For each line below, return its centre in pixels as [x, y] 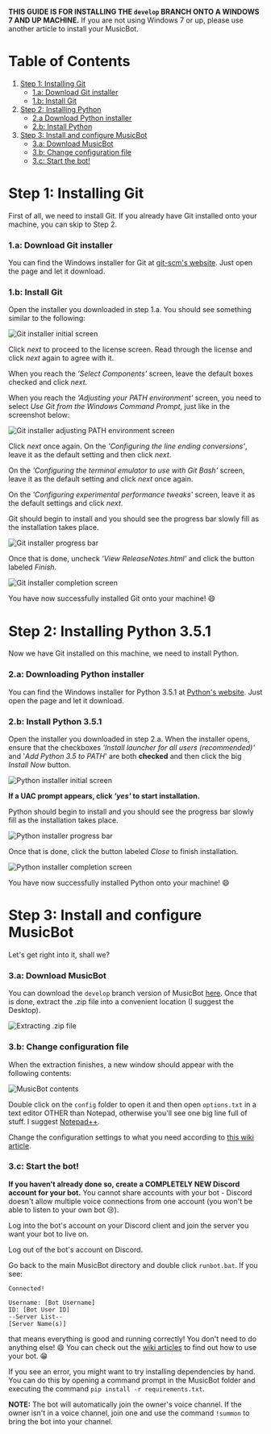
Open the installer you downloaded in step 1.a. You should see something [130, 310]
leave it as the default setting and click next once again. [101, 479]
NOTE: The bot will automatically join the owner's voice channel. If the [125, 1404]
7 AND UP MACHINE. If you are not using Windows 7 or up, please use [126, 20]
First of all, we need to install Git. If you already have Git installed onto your [133, 215]
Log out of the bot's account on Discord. [76, 1249]
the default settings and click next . [66, 503]
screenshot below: [39, 415]
